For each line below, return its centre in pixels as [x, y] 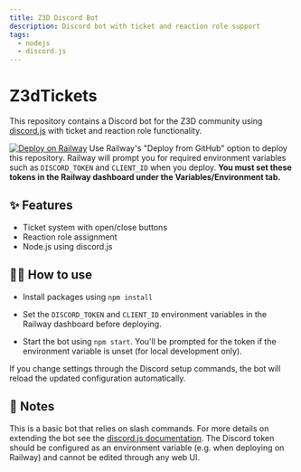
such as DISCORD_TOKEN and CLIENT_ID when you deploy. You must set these [150, 167]
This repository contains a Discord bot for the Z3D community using [136, 121]
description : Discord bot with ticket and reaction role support [135, 26]
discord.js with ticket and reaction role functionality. [106, 131]
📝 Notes [32, 406]
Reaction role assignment [70, 237]
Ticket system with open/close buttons [95, 227]
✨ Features [41, 206]
